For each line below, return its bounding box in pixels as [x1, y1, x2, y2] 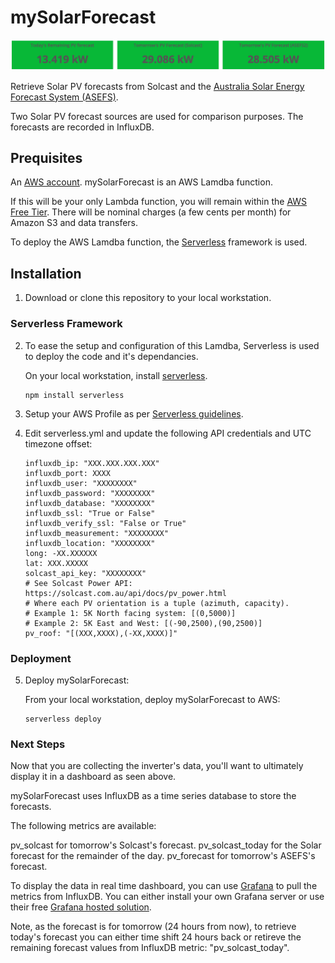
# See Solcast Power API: [24, 578, 133, 588]
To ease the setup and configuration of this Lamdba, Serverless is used [24, 339, 320, 351]
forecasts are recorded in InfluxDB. [10, 121, 155, 133]
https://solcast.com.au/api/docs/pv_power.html [24, 588, 227, 598]
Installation [10, 265, 82, 282]
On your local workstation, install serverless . [24, 369, 208, 381]
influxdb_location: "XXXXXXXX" [24, 538, 156, 548]
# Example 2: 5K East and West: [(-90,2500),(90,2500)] [24, 618, 263, 628]
